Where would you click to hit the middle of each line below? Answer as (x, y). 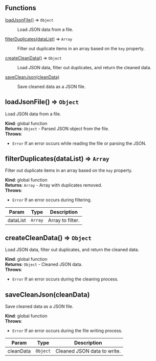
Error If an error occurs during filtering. (52, 200)
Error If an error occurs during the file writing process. (67, 331)
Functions (21, 8)
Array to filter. (64, 221)
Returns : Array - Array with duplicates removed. (54, 185)
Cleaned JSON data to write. (88, 351)
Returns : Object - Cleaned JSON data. (44, 264)
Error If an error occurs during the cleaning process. (65, 279)
